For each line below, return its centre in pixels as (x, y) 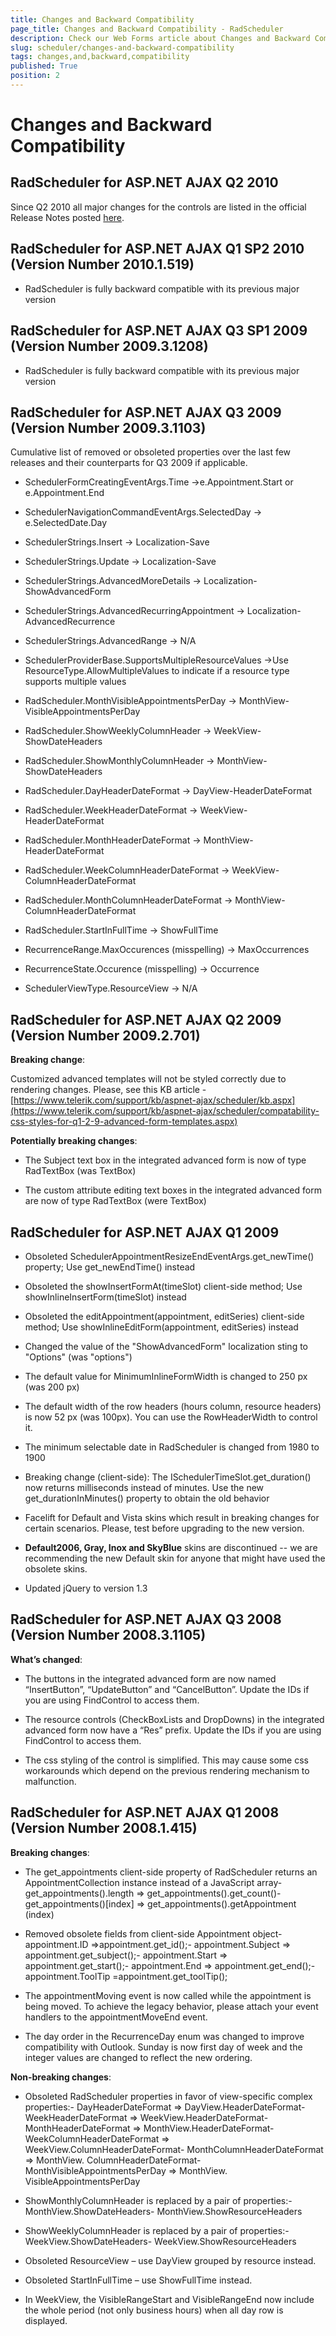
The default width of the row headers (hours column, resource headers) (173, 1406)
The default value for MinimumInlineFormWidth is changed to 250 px (166, 1376)
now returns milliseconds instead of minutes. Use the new (144, 1487)
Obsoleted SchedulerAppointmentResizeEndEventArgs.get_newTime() (169, 1256)
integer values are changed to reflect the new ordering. (138, 2057)
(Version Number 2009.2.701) (105, 1035)
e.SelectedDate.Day (66, 523)
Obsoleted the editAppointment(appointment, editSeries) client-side (164, 1316)
